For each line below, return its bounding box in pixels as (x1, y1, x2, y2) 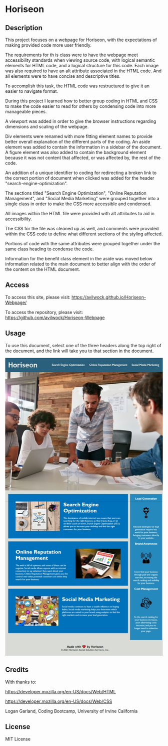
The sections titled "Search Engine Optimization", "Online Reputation (5, 190, 146, 196)
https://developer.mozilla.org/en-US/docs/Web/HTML (5, 688, 116, 694)
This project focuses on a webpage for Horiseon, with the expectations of (5, 37, 157, 43)
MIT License (5, 736, 31, 742)
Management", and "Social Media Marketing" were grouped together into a (5, 196, 159, 201)
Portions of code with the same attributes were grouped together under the (5, 241, 160, 246)
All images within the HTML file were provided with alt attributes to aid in (5, 211, 155, 216)
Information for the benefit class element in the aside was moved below (5, 256, 152, 261)
